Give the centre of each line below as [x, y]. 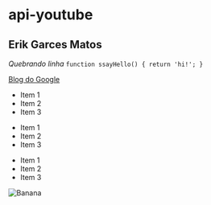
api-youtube [51, 15]
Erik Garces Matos [55, 45]
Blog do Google [34, 79]
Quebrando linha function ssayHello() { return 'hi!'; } [106, 64]
